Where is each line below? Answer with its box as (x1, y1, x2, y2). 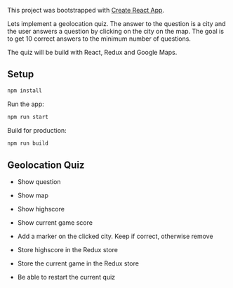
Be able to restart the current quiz (17, 273, 116, 282)
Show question (17, 178, 61, 186)
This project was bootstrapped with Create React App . (7, 6, 165, 14)
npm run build (7, 140, 49, 147)
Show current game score (17, 218, 93, 227)
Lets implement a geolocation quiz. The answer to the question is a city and (7, 20, 226, 27)
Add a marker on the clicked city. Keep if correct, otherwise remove (17, 232, 213, 241)
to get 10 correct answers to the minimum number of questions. (7, 34, 192, 43)
